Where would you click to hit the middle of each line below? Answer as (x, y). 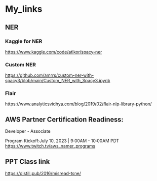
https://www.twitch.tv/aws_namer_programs (50, 146)
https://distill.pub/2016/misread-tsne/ (43, 174)
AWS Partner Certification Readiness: (64, 119)
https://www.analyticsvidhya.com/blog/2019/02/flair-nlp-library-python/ (78, 104)
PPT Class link (28, 162)
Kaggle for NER (24, 41)
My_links (24, 9)
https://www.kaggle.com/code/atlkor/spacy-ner (54, 52)
